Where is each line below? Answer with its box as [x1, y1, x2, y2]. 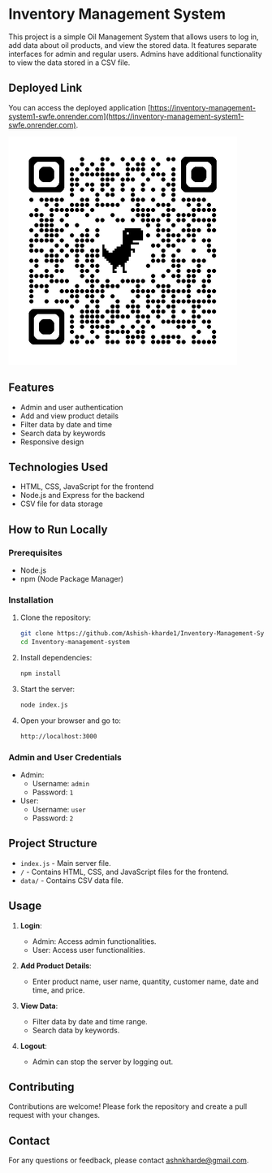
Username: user [32, 805, 87, 815]
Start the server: [19, 684, 76, 694]
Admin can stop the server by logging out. [32, 1057, 174, 1067]
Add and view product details [19, 411, 119, 421]
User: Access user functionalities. [32, 945, 145, 954]
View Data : [19, 1001, 58, 1011]
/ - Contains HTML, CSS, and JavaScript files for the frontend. [19, 867, 229, 877]
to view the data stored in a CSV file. [8, 58, 131, 67]
